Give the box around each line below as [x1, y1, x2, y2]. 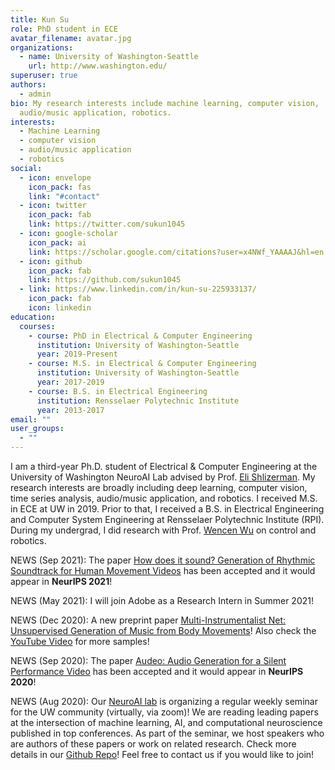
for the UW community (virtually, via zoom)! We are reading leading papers [10, 706, 319, 718]
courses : [19, 321, 56, 331]
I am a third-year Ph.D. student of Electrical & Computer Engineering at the [10, 461, 318, 472]
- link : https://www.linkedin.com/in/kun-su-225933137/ [19, 284, 257, 295]
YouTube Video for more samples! [10, 636, 150, 647]
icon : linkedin [28, 303, 92, 313]
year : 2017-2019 [36, 377, 105, 387]
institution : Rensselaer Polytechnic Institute [36, 396, 240, 406]
